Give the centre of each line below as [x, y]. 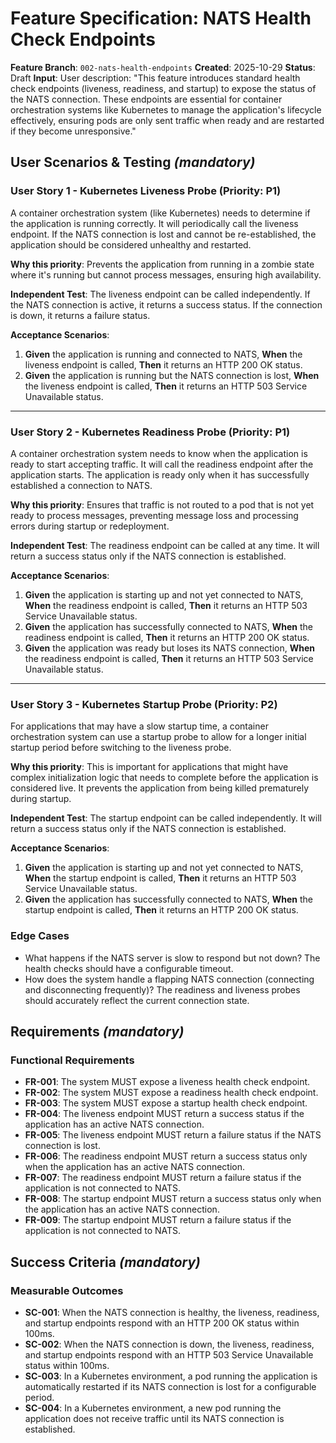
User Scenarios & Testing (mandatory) [133, 162]
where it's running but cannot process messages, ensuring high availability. [166, 274]
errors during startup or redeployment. [90, 526]
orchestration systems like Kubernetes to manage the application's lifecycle [166, 109]
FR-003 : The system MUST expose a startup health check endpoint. [166, 1103]
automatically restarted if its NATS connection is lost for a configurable [170, 1386]
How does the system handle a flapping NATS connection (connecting [169, 979]
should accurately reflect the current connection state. [137, 1000]
